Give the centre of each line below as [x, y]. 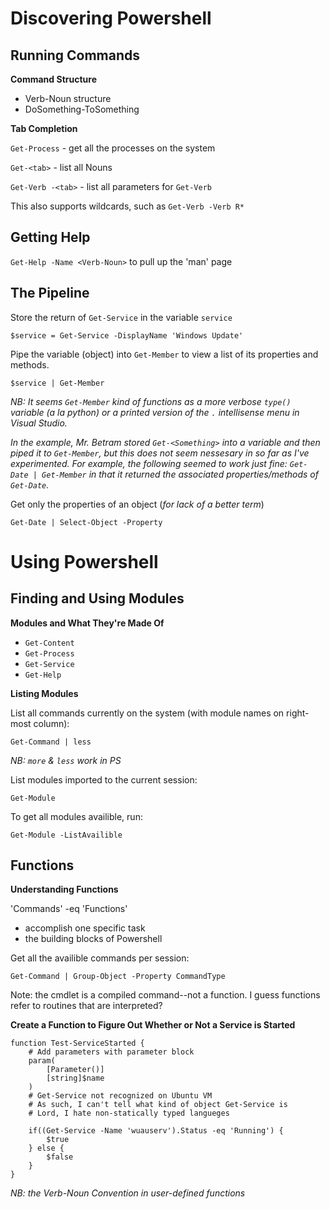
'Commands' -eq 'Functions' [69, 909]
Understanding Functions [64, 889]
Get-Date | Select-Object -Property [86, 522]
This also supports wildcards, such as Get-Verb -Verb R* [127, 206]
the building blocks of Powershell [93, 939]
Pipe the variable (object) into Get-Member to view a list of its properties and [164, 354]
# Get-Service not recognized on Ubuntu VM [120, 1096]
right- [298, 713]
